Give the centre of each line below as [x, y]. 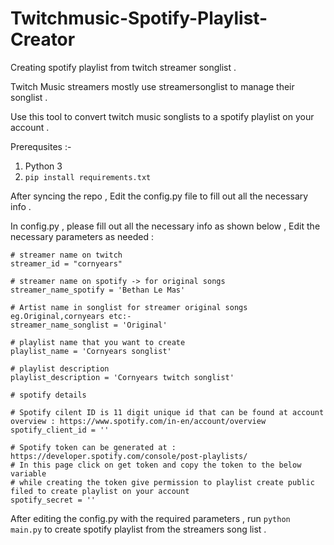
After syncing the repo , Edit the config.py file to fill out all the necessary [159, 196]
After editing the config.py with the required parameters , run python [150, 518]
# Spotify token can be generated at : [93, 447]
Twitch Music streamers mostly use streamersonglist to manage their [152, 86]
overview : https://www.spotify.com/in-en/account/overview [138, 421]
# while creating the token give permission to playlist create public [162, 482]
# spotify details [48, 395]
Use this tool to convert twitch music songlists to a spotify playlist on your [162, 116]
